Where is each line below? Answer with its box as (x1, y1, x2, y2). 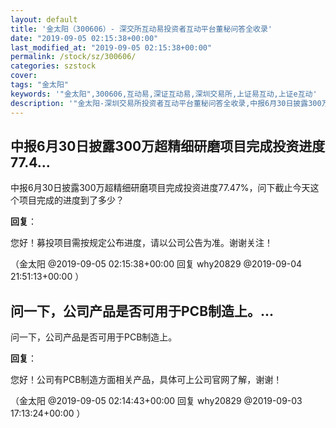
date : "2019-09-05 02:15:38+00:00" (10, 33, 159, 43)
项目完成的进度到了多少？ (18, 194, 125, 206)
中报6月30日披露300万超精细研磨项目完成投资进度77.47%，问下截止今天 (10, 182, 311, 194)
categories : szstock (10, 61, 97, 71)
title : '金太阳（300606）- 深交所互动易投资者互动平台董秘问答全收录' (10, 24, 273, 34)
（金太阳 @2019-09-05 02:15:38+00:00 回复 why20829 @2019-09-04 (10, 258, 303, 270)
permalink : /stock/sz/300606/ (10, 52, 137, 62)
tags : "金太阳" (10, 80, 69, 90)
